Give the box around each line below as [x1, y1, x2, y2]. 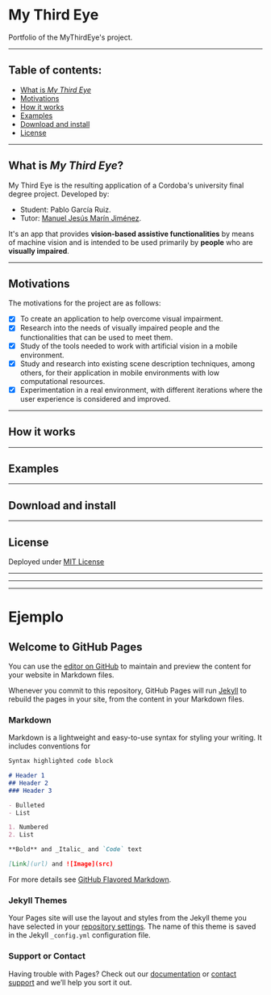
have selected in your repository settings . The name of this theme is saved [8, 921, 256, 931]
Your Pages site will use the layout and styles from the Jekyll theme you [8, 913, 248, 923]
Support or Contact [8, 951, 86, 962]
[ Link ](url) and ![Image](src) [8, 860, 114, 868]
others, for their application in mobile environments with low [19, 368, 220, 377]
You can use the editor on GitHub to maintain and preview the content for [8, 661, 252, 671]
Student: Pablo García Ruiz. [19, 204, 111, 214]
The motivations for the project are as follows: [8, 298, 161, 308]
